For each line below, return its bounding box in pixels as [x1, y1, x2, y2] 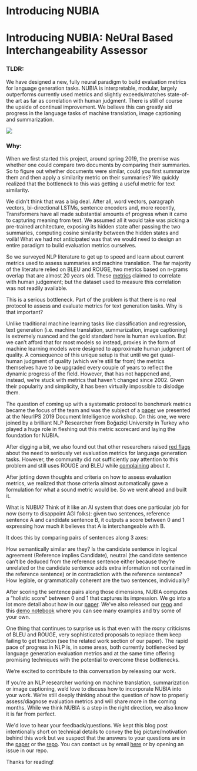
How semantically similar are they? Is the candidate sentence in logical [6, 545, 178, 553]
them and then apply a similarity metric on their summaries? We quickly [6, 174, 179, 181]
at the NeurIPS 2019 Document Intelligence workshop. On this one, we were [6, 413, 190, 420]
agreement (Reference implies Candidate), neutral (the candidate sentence [6, 551, 188, 558]
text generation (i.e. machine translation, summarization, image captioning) [6, 326, 188, 333]
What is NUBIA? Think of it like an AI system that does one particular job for [6, 504, 189, 511]
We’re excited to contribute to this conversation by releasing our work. [6, 667, 176, 674]
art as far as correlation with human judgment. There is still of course [15, 97, 183, 104]
